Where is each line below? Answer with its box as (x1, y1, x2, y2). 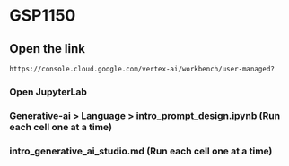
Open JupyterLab (9, 86, 88, 98)
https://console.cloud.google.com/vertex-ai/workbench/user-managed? (9, 64, 276, 73)
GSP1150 (9, 5, 76, 26)
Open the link (9, 41, 85, 56)
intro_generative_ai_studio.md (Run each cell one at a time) (9, 145, 273, 157)
